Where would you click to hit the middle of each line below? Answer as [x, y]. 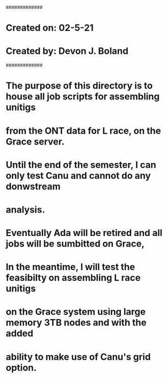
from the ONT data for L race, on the [83, 130]
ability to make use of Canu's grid [78, 357]
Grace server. [35, 141]
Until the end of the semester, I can [81, 165]
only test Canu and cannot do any [78, 176]
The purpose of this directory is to [79, 86]
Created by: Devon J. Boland [67, 51]
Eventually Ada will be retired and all [84, 233]
